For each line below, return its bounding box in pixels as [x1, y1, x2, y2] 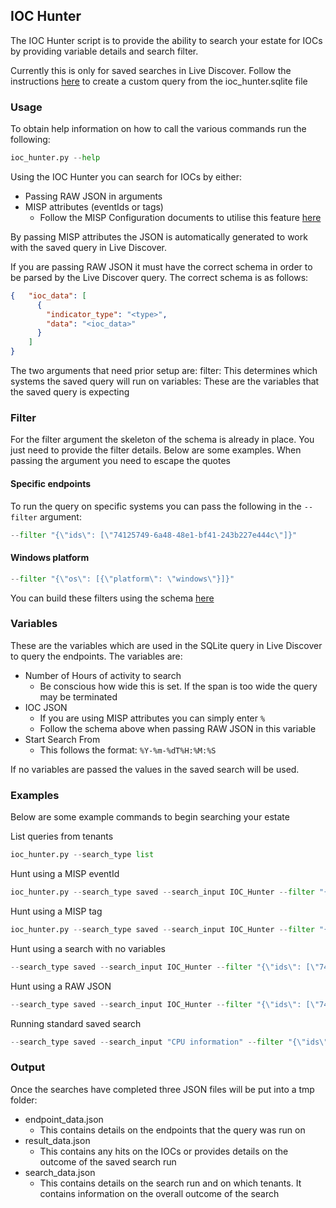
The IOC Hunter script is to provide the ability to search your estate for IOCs [10, 34, 323, 46]
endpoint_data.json [24, 1113, 104, 1125]
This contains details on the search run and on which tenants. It [39, 1177, 302, 1189]
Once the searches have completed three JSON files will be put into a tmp [10, 1083, 315, 1095]
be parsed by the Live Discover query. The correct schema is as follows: [10, 271, 309, 283]
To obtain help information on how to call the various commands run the [10, 123, 307, 135]
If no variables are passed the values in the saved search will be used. [10, 763, 300, 775]
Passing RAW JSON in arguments [24, 190, 163, 202]
